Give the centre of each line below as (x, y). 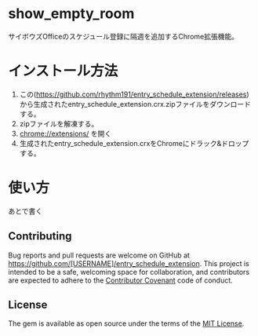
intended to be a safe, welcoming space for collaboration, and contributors (129, 272)
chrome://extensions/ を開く (65, 133)
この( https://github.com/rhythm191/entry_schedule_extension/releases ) (134, 94)
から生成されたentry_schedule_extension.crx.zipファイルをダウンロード (135, 104)
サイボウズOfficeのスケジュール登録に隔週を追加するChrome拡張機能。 (124, 36)
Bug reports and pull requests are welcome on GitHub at (99, 255)
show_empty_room (71, 14)
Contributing (40, 236)
